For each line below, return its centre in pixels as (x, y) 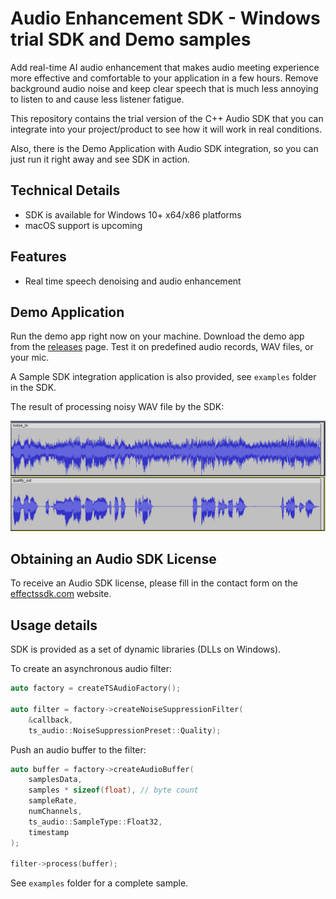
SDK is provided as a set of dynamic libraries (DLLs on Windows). (146, 649)
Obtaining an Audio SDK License (113, 558)
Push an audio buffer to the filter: (78, 749)
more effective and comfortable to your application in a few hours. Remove (164, 78)
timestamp (49, 832)
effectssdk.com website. (61, 594)
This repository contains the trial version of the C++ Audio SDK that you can (167, 118)
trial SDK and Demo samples (131, 39)
